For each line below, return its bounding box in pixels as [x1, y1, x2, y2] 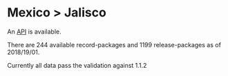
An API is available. [7, 27, 62, 36]
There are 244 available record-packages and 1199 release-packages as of [7, 40, 221, 49]
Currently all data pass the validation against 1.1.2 [7, 61, 147, 69]
